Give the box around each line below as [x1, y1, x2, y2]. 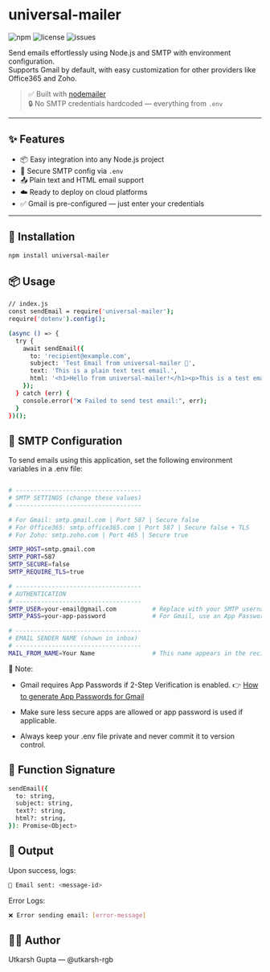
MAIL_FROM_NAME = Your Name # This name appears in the [8, 649, 247, 657]
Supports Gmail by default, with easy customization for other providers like [8, 64, 256, 74]
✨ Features [8, 133, 65, 146]
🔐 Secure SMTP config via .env [19, 166, 124, 175]
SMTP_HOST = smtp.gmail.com [8, 546, 95, 554]
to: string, [15, 792, 56, 800]
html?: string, [15, 814, 67, 822]
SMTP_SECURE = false [8, 561, 70, 569]
